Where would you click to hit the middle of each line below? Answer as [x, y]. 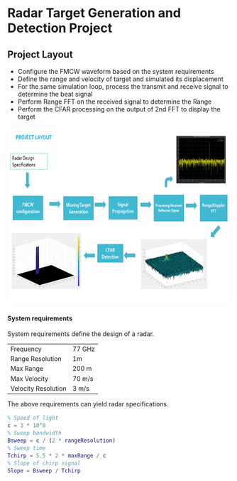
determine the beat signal [55, 94]
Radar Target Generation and [94, 13]
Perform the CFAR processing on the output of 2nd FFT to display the [119, 109]
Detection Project [60, 28]
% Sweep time [27, 448]
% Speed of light [33, 418]
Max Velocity [29, 379]
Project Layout [40, 54]
